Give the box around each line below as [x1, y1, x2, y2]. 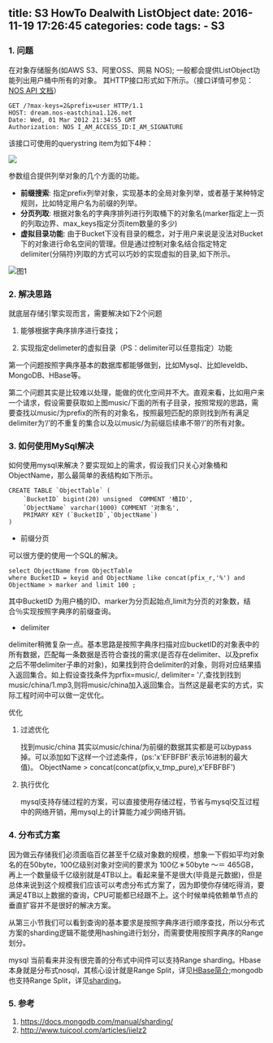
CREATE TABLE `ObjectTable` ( [8, 487, 111, 495]
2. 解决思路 [8, 288, 52, 300]
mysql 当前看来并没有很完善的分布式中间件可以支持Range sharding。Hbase [8, 954, 262, 965]
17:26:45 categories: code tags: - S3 [36, 19, 225, 33]
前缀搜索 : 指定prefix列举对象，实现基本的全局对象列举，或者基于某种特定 [19, 188, 265, 197]
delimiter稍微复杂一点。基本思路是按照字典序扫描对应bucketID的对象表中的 [8, 639, 260, 649]
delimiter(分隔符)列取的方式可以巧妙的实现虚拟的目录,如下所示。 [19, 249, 236, 258]
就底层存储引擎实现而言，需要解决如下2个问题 [8, 308, 162, 318]
